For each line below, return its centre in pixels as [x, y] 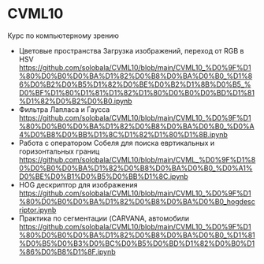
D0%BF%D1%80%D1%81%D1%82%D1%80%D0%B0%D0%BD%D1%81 [137, 92]
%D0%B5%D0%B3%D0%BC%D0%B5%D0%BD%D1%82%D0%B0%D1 [137, 243]
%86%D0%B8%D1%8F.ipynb [67, 251]
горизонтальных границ [59, 151]
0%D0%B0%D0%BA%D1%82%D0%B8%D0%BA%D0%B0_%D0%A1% [136, 168]
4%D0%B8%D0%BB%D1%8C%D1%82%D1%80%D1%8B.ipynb [123, 134]
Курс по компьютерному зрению [63, 35]
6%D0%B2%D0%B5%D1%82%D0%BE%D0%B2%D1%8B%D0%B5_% [135, 84]
